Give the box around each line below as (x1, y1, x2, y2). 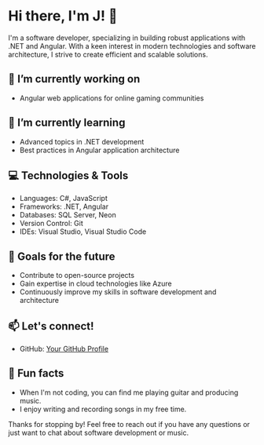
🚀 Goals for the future (8, 250, 115, 263)
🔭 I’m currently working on (8, 72, 141, 86)
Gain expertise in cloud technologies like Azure (19, 279, 172, 289)
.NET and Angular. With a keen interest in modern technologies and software (8, 41, 257, 50)
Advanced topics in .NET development (19, 137, 145, 146)
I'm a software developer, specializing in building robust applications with (8, 33, 246, 42)
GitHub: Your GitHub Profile (19, 345, 108, 353)
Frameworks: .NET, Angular (19, 202, 108, 211)
